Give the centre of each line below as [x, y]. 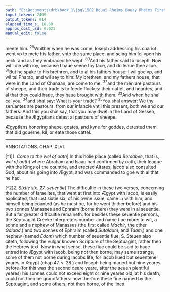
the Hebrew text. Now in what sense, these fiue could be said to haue [78, 246]
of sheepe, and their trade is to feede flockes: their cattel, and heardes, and [84, 88]
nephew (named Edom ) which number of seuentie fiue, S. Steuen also [78, 236]
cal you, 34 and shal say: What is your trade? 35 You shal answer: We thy [79, 100]
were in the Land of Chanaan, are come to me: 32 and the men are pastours [83, 83]
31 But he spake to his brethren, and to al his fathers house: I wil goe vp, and [84, 71]
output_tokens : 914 [26, 19]
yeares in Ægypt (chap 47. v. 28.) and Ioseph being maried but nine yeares [83, 262]
